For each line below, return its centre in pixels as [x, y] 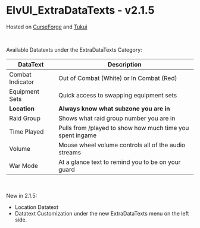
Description [125, 64]
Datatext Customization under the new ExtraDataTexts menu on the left [102, 213]
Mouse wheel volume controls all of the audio [122, 145]
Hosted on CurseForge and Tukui [47, 27]
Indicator [22, 82]
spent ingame [78, 135]
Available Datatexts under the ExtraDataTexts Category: [74, 50]
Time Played [26, 131]
